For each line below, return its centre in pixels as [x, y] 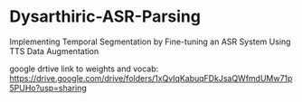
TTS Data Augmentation [54, 51]
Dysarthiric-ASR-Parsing [105, 17]
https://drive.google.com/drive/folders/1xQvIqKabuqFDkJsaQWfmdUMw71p [151, 78]
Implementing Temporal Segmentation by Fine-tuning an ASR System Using [150, 42]
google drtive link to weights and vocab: [84, 69]
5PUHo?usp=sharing [48, 88]
